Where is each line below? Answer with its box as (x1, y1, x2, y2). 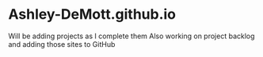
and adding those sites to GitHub (8, 39, 116, 48)
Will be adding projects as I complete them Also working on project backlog (8, 31, 255, 41)
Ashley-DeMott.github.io (8, 5, 177, 23)
